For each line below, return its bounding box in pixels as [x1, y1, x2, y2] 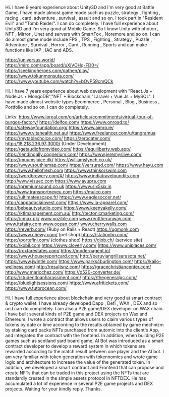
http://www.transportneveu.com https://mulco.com [5, 189, 111, 194]
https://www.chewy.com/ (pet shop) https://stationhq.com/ [5, 232, 128, 237]
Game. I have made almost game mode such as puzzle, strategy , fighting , [5, 10, 160, 16]
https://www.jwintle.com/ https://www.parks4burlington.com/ [5, 258, 134, 264]
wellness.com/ [5, 264, 36, 270]
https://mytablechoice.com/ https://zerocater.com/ [5, 136, 111, 141]
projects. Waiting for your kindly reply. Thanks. [5, 386, 102, 392]
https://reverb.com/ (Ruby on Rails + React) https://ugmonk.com [5, 226, 139, 232]
